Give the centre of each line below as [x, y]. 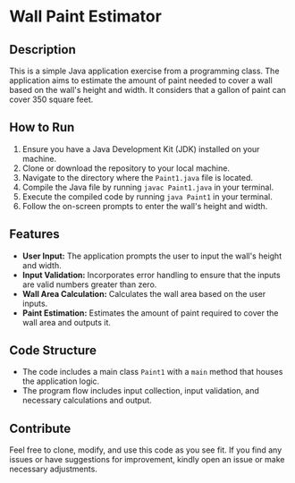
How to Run [42, 127]
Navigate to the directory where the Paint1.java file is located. [137, 177]
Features [34, 234]
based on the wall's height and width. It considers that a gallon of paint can [147, 90]
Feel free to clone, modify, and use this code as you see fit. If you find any [146, 450]
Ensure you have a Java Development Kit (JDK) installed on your [141, 148]
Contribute [40, 428]
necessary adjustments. [54, 469]
